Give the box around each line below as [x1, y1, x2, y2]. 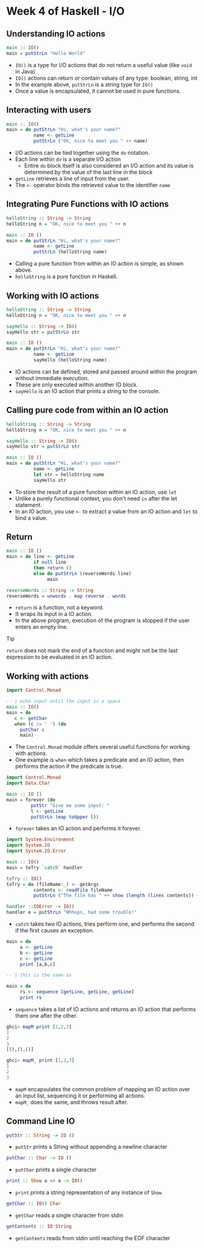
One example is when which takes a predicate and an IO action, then [15, 756, 184, 764]
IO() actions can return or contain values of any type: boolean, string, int [15, 74, 198, 82]
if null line [33, 559, 67, 565]
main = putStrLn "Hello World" [6, 50, 86, 56]
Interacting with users [6, 105, 92, 115]
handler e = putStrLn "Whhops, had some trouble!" [6, 909, 137, 915]
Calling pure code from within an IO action [6, 405, 169, 416]
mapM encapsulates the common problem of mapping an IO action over [15, 1085, 191, 1093]
